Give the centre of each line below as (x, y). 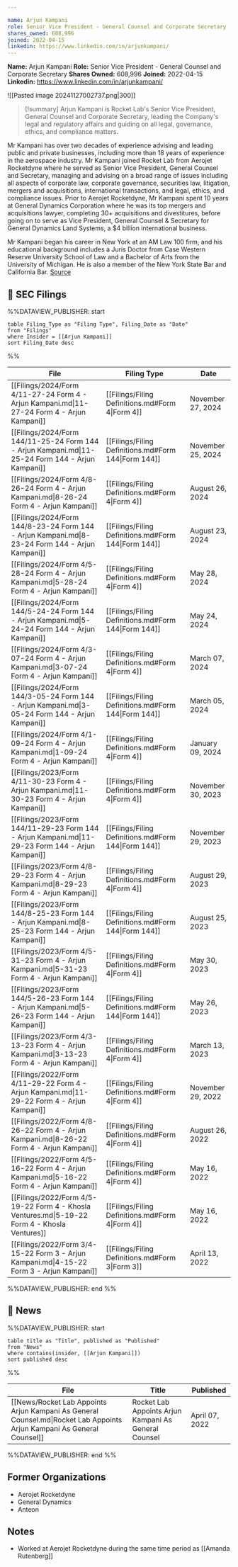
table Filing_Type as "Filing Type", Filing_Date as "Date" (98, 324)
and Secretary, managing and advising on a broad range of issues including (118, 176)
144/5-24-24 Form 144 (52, 611)
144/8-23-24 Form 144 (52, 526)
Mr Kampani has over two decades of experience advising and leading (110, 145)
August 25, (209, 917)
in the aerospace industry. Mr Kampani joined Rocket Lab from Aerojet (110, 161)
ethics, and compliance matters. (72, 132)
